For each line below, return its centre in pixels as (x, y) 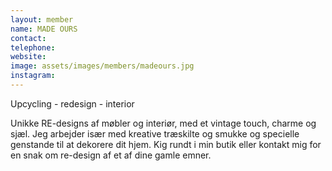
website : (28, 57)
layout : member (42, 19)
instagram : (33, 76)
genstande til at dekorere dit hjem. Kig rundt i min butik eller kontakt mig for (166, 144)
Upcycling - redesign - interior (72, 103)
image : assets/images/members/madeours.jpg (102, 66)
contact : (28, 38)
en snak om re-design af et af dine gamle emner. (111, 155)
